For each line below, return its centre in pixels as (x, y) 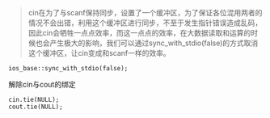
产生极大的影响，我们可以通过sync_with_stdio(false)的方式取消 (154, 43)
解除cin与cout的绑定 (42, 84)
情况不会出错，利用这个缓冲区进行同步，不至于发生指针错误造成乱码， (145, 23)
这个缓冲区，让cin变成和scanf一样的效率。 (99, 53)
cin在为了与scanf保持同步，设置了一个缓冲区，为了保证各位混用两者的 (145, 13)
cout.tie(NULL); (36, 107)
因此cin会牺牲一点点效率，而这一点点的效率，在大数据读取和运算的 (139, 33)
